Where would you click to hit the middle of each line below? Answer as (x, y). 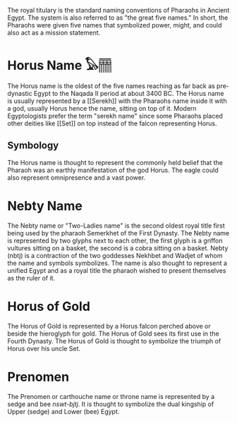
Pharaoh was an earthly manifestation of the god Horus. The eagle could (113, 170)
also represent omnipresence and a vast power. (77, 177)
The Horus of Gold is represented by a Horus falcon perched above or (109, 326)
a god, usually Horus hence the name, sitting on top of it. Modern (102, 108)
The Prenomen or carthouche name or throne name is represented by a (111, 396)
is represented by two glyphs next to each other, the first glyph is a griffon (115, 240)
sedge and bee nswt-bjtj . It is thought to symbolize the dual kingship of (111, 404)
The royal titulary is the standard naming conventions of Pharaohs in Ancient (119, 10)
